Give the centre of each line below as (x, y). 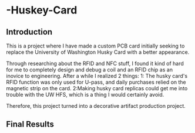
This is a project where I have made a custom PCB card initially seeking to (95, 46)
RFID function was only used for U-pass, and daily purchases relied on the (96, 82)
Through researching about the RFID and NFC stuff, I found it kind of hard (95, 63)
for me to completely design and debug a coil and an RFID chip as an (90, 70)
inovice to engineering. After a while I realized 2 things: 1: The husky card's (97, 76)
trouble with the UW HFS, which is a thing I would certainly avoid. (85, 95)
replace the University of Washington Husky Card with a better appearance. (98, 52)
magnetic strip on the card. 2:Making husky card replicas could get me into (97, 88)
